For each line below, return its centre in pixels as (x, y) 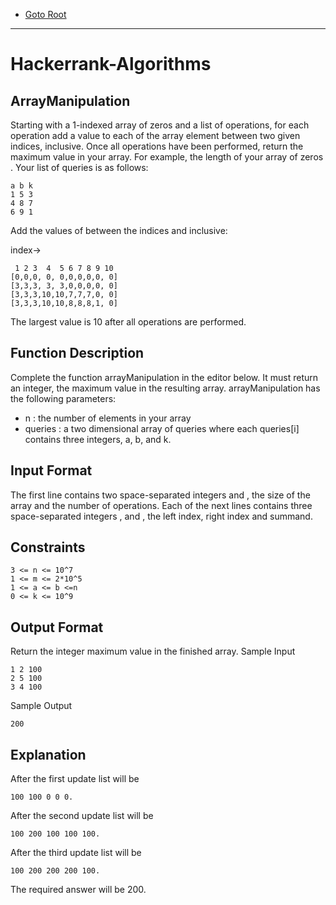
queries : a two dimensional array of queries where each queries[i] (162, 428)
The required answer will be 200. (78, 890)
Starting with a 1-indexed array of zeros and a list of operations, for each (160, 125)
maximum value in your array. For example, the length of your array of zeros (167, 157)
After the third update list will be (76, 853)
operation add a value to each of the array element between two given (155, 135)
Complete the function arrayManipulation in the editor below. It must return (164, 377)
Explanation (48, 754)
